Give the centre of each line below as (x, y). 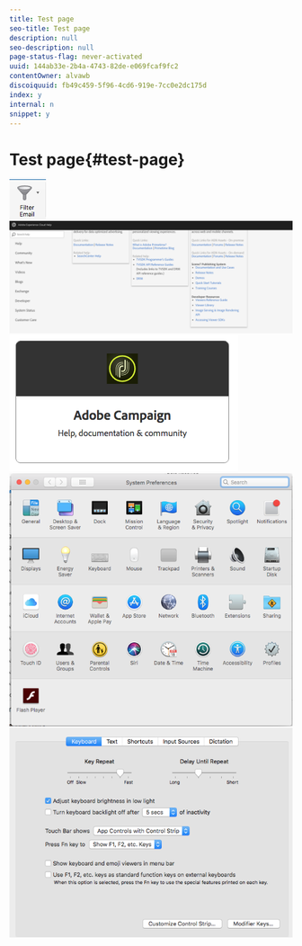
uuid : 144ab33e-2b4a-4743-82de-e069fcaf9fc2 (94, 67)
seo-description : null (52, 48)
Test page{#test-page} (98, 160)
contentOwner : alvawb (50, 76)
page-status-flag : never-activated (76, 57)
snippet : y (30, 114)
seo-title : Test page (50, 28)
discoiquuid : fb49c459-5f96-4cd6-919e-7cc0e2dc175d (108, 85)
